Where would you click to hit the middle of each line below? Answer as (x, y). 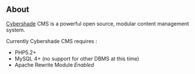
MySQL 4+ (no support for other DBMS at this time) (77, 58)
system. (16, 30)
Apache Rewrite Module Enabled (54, 65)
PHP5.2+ (25, 52)
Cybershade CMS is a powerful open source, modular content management (97, 23)
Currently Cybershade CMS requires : (52, 41)
